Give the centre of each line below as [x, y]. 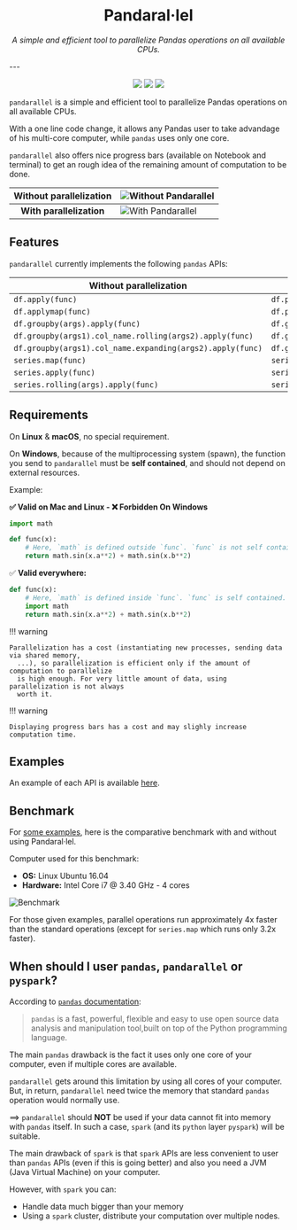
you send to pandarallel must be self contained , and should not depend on [147, 463]
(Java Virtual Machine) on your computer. [85, 1172]
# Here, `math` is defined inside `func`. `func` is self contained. [156, 598]
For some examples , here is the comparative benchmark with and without [143, 832]
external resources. [45, 472]
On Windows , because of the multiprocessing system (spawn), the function [147, 454]
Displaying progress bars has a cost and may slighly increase [128, 727]
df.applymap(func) [52, 311]
